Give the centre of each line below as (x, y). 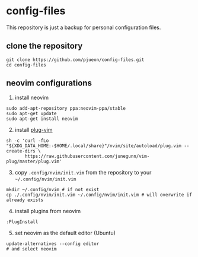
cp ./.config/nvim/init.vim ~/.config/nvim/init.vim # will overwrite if (99, 195)
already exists (25, 200)
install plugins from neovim (48, 211)
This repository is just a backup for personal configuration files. (84, 27)
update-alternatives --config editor (53, 244)
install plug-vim (33, 129)
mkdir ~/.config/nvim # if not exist (53, 189)
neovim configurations (49, 83)
